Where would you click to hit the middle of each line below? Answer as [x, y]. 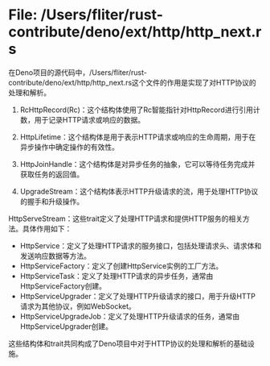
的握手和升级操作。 [52, 201]
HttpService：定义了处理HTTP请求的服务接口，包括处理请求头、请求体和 [141, 245]
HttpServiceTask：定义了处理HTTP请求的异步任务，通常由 [117, 276]
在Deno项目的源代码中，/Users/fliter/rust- [78, 72]
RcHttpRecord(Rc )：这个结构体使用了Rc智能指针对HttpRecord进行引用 [136, 110]
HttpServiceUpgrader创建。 [66, 326]
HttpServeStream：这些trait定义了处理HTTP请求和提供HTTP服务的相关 [126, 218]
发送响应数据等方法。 [55, 256]
